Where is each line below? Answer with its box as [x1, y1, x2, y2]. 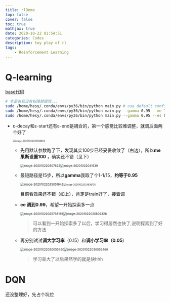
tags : [5, 45, 17, 50]
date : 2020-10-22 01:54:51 [5, 31, 62, 36]
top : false [5, 12, 28, 17]
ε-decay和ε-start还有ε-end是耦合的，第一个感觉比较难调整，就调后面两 [12, 122, 163, 129]
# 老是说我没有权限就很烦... [5, 99, 58, 104]
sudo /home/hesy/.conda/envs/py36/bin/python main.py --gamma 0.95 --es [5, 113, 162, 118]
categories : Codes [5, 36, 44, 41]
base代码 [5, 89, 25, 95]
